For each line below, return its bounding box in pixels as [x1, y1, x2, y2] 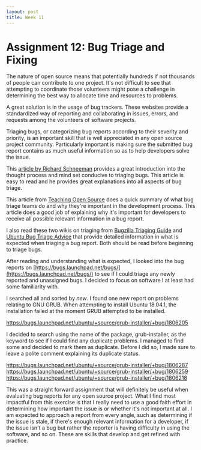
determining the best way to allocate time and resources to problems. [6, 92, 178, 99]
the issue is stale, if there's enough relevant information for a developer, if [6, 418, 189, 425]
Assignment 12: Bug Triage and [6, 40, 165, 54]
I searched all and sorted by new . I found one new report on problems [6, 295, 179, 302]
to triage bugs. [6, 246, 43, 253]
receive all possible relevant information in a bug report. [6, 215, 145, 222]
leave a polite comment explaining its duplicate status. [6, 350, 140, 357]
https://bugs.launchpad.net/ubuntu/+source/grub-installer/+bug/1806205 [6, 319, 188, 326]
